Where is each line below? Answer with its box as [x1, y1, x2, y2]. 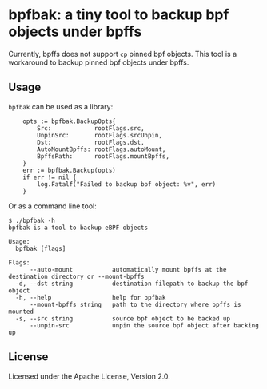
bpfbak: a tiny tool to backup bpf [8, 6, 229, 24]
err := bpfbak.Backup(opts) [22, 166, 116, 174]
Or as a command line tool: [8, 201, 98, 211]
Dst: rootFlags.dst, [37, 138, 145, 146]
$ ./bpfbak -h [8, 216, 56, 224]
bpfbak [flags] [15, 244, 66, 252]
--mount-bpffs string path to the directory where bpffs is [29, 300, 241, 308]
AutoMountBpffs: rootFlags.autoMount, [37, 145, 166, 153]
